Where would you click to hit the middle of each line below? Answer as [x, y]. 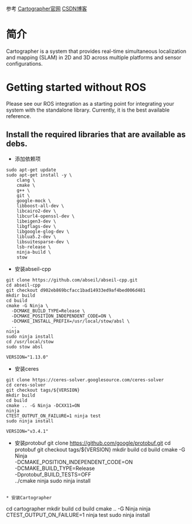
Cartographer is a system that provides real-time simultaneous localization [96, 51]
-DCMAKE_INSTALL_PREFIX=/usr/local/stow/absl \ [71, 321]
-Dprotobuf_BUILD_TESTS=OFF [53, 474]
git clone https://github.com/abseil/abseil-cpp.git [72, 280]
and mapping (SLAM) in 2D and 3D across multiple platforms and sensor [94, 57]
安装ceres [27, 368]
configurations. [24, 63]
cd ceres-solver [26, 385]
